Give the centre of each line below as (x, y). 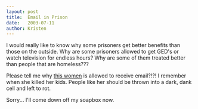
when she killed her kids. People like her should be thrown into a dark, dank (99, 82)
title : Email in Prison (37, 17)
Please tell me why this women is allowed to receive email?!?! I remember (96, 76)
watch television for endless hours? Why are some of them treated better (96, 58)
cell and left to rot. (29, 88)
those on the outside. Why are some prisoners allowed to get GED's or (92, 52)
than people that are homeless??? (48, 64)
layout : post (22, 12)
